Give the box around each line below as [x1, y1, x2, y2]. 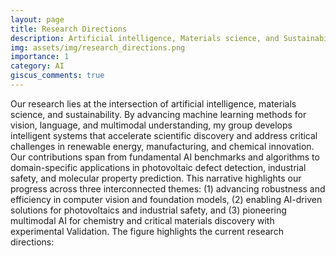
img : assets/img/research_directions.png [10, 42, 186, 53]
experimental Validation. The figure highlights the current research [10, 225, 284, 237]
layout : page [10, 14, 65, 25]
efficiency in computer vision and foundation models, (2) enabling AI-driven [10, 193, 323, 205]
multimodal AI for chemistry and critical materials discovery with [10, 214, 275, 226]
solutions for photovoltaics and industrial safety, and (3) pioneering [10, 204, 287, 216]
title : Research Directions [10, 24, 128, 34]
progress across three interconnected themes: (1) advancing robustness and [10, 182, 326, 195]
